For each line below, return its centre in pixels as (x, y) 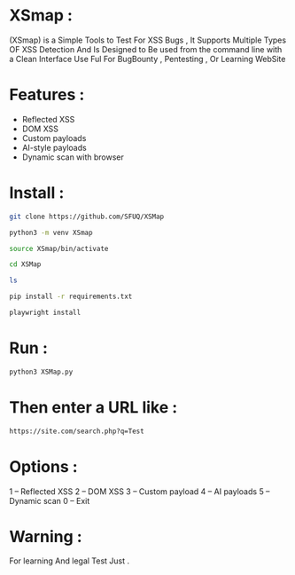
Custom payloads (54, 138)
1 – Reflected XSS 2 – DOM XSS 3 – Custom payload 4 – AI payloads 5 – (140, 491)
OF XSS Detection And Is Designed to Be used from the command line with (146, 49)
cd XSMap (25, 264)
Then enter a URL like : (93, 407)
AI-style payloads (54, 147)
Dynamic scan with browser (73, 157)
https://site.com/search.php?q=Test (77, 431)
